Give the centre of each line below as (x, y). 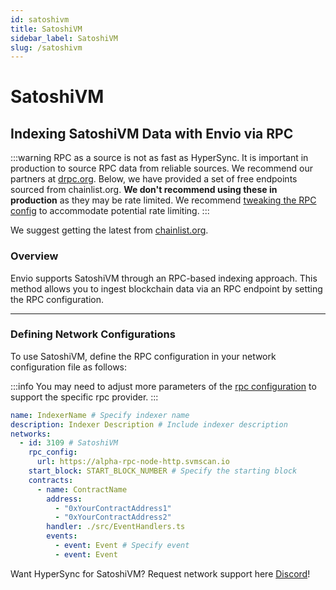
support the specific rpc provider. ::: (84, 397)
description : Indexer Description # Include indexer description (149, 424)
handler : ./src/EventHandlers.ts (116, 527)
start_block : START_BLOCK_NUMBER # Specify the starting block (163, 471)
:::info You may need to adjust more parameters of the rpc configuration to (163, 386)
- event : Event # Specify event (122, 546)
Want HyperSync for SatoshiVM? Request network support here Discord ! (160, 573)
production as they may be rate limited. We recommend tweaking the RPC (163, 200)
